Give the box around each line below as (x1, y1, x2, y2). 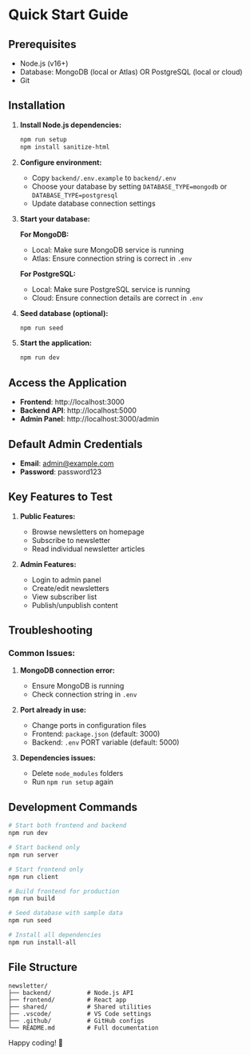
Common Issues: (8, 648, 76, 659)
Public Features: (19, 511, 76, 521)
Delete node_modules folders (31, 769, 124, 778)
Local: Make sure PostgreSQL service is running (31, 284, 190, 294)
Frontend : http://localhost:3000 (19, 398, 125, 407)
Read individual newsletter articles (31, 544, 145, 553)
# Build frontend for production (8, 887, 120, 895)
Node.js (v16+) (19, 58, 69, 68)
